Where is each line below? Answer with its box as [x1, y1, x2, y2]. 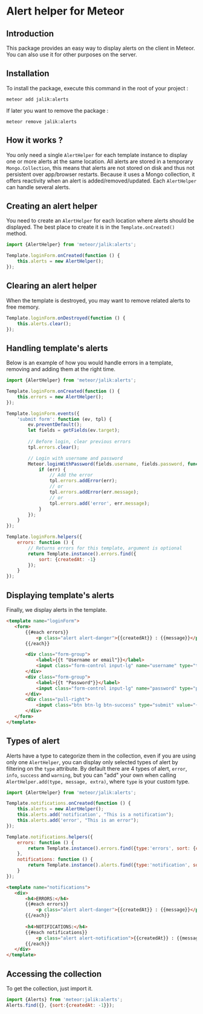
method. [6, 230, 27, 237]
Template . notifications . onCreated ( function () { [6, 801, 131, 807]
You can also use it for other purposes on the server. [6, 51, 137, 58]
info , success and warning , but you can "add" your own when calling [6, 771, 176, 779]
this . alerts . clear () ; [17, 320, 71, 327]
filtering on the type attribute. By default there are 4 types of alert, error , [6, 765, 187, 772]
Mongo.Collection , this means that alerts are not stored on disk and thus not [6, 164, 195, 171]
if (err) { [38, 466, 66, 472]
